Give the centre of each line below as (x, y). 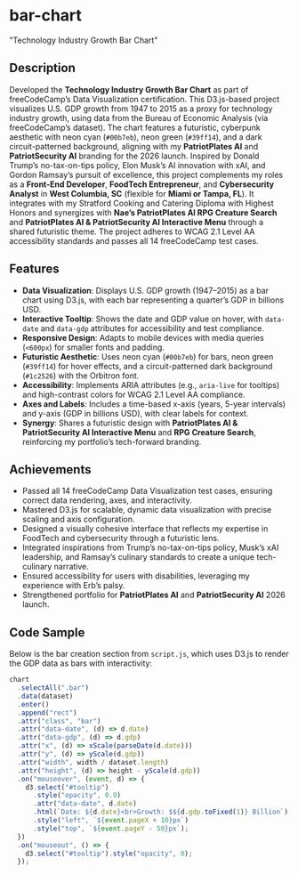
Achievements (50, 469)
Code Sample (47, 632)
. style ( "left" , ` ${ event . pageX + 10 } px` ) (111, 821)
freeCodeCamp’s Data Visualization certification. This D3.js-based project (145, 99)
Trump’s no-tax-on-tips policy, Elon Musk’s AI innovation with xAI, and (137, 165)
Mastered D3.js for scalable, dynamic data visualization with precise (147, 510)
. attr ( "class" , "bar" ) (59, 721)
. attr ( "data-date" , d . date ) (85, 804)
